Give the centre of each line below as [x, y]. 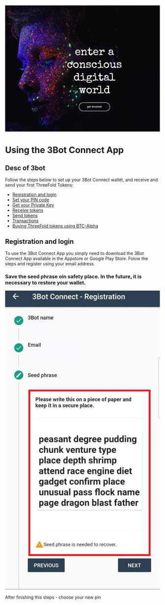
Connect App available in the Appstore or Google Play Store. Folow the [77, 258]
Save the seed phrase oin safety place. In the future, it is [73, 277]
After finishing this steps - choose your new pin [53, 597]
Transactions [25, 221]
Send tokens [25, 216]
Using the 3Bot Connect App [65, 150]
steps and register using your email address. [50, 264]
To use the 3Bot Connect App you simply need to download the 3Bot [74, 254]
